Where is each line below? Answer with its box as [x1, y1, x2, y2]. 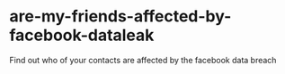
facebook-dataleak [9, 25, 155, 45]
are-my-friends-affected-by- [9, 6, 232, 27]
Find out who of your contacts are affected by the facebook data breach [9, 54, 277, 65]
